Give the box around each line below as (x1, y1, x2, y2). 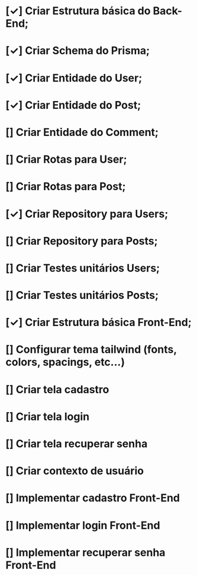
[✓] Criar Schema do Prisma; (5, 44, 150, 58)
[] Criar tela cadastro (5, 383, 109, 396)
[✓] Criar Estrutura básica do (5, 4, 151, 18)
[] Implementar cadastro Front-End (5, 491, 180, 505)
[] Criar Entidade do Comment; (5, 125, 159, 139)
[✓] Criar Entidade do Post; (5, 98, 141, 112)
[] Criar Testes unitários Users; (5, 261, 160, 274)
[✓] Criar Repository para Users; (5, 207, 169, 220)
